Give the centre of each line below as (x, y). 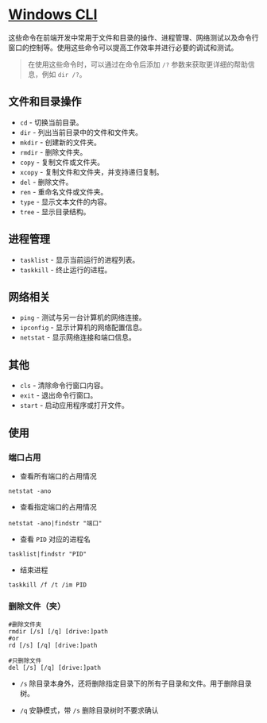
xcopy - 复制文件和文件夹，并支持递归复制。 (91, 171)
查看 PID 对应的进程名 (55, 539)
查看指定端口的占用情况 (58, 506)
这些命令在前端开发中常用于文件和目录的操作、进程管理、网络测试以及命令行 (133, 37)
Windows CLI (53, 15)
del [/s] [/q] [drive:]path (55, 668)
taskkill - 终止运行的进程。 (66, 269)
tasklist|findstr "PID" (48, 554)
